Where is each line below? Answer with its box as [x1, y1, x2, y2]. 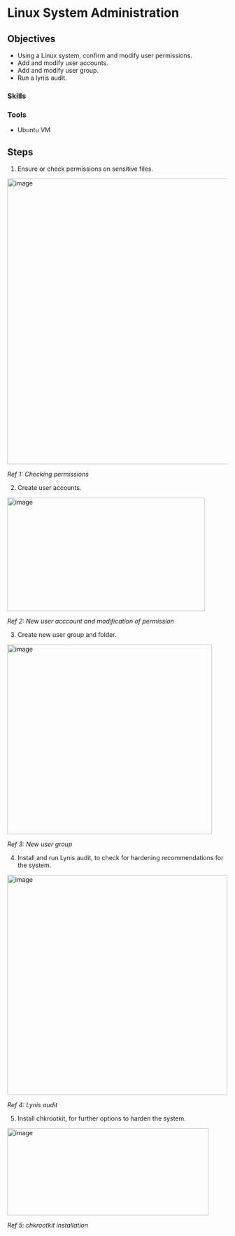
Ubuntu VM [17, 126, 51, 134]
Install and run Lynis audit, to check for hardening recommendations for [17, 854, 224, 862]
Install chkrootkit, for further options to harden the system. [17, 1114, 187, 1123]
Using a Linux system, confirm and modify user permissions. [17, 51, 192, 59]
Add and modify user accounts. [17, 59, 108, 67]
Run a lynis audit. [17, 73, 68, 82]
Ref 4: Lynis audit [7, 1101, 58, 1109]
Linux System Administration [7, 5, 180, 21]
